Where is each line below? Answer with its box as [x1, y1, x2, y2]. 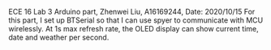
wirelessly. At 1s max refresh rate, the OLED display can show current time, [8, 24, 259, 33]
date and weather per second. [8, 32, 110, 42]
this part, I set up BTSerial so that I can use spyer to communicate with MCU [8, 15, 264, 25]
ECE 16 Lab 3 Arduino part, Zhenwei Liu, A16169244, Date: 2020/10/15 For [8, 7, 256, 16]
